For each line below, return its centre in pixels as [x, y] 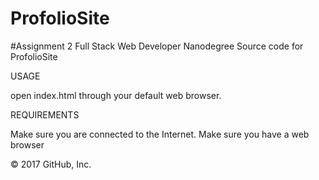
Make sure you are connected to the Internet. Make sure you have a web [160, 134]
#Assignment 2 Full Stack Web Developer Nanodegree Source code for [157, 46]
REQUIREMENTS [45, 114]
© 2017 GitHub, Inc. [51, 164]
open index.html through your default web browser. [116, 95]
